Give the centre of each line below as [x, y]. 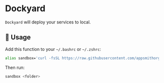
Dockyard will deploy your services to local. [48, 22]
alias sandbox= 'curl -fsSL [32, 58]
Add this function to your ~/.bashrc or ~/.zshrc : [53, 49]
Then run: [15, 67]
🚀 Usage [18, 37]
